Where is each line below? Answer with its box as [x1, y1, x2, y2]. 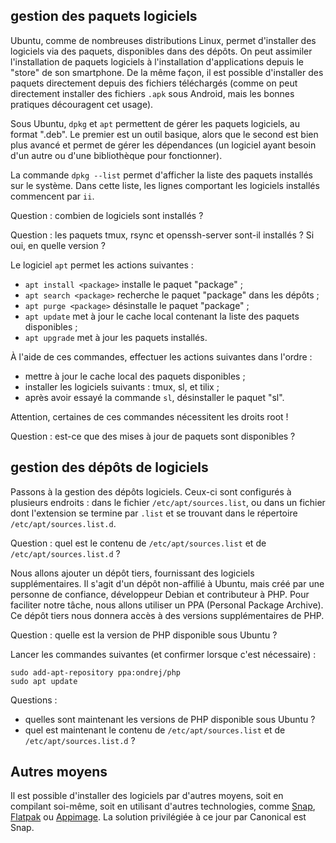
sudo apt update [10, 676, 78, 686]
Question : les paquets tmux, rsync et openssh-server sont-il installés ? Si [10, 229, 315, 241]
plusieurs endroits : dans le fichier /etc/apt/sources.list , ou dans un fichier [10, 496, 326, 508]
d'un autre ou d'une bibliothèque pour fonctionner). [10, 149, 223, 161]
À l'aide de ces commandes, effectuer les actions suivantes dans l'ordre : [10, 350, 313, 363]
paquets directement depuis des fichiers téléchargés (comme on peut [10, 77, 298, 89]
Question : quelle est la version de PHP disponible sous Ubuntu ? [10, 629, 278, 641]
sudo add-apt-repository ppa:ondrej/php [10, 667, 182, 678]
